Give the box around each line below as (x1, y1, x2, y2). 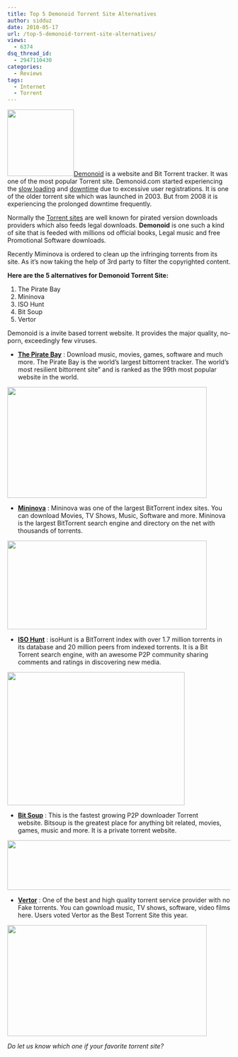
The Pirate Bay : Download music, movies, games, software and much (17, 350, 223, 359)
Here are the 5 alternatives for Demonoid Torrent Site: (7, 271, 169, 280)
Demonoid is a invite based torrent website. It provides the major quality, (7, 329, 219, 337)
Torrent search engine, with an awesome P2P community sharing (17, 651, 209, 659)
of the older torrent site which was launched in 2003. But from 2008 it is (7, 193, 218, 201)
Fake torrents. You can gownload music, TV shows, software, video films (17, 904, 230, 912)
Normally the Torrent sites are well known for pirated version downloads (7, 214, 218, 222)
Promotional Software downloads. (7, 236, 106, 245)
